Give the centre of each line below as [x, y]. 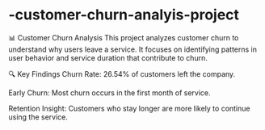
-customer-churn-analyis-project [124, 15]
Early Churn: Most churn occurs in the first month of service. [110, 92]
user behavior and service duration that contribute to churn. [108, 57]
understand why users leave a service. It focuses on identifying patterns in [132, 49]
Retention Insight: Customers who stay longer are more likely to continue [129, 108]
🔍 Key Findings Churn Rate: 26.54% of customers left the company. [122, 73]
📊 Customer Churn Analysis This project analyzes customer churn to [124, 37]
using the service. [38, 117]
